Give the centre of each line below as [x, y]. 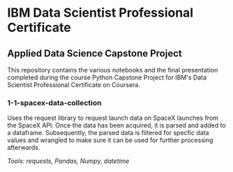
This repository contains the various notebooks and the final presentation [113, 70]
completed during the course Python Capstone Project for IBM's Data [107, 77]
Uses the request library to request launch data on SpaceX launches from [113, 118]
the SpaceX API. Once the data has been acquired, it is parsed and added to [117, 125]
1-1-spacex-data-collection [54, 102]
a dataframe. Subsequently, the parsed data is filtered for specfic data [108, 133]
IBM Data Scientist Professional [100, 13]
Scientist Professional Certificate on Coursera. [74, 85]
